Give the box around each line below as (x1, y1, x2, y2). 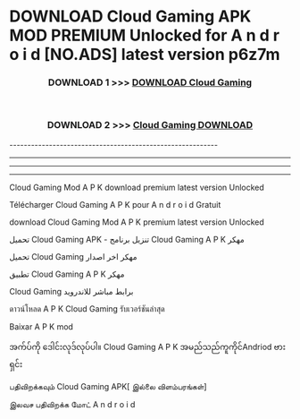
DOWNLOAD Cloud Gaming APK (9, 6, 252, 27)
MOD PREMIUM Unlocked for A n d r (9, 25, 279, 46)
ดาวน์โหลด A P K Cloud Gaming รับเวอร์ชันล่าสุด (9, 303, 165, 314)
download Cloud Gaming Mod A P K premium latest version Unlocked (9, 217, 265, 227)
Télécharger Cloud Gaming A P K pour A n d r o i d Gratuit (9, 199, 221, 209)
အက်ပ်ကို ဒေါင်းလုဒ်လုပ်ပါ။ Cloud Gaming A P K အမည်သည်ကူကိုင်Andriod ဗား (9, 341, 286, 352)
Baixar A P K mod (9, 321, 74, 332)
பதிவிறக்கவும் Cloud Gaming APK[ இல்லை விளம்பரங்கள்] (9, 381, 207, 391)
